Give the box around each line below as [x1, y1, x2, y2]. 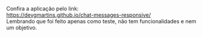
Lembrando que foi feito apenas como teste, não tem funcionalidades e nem [6, 18, 197, 24]
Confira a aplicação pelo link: [6, 5, 79, 12]
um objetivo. [6, 24, 37, 31]
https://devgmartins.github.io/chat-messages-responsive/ [6, 11, 151, 18]
